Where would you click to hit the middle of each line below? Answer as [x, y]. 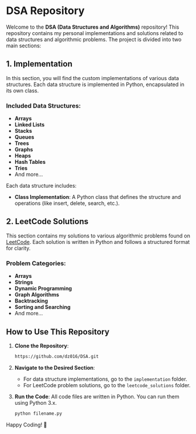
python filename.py [38, 414]
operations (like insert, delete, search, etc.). [67, 204]
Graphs [24, 150]
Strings [24, 283]
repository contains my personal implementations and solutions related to [94, 33]
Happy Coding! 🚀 [27, 425]
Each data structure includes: [42, 186]
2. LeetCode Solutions [47, 221]
